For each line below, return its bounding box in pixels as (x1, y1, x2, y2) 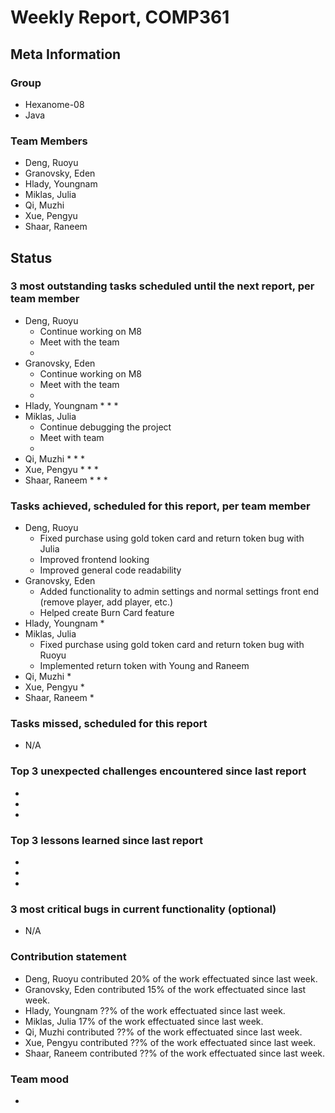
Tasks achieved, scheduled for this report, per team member (10, 499, 311, 513)
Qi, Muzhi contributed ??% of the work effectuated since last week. (24, 1026, 303, 1038)
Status (10, 249, 53, 266)
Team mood (10, 1072, 70, 1086)
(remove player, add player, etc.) (39, 596, 174, 608)
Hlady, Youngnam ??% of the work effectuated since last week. (24, 1004, 286, 1016)
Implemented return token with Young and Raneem (39, 660, 250, 672)
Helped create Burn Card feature (39, 607, 175, 619)
